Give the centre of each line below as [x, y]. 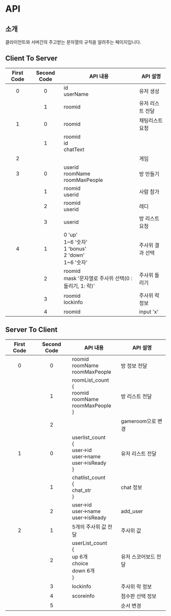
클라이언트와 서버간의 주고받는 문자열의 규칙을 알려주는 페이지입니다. [73, 42]
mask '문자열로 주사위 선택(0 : [98, 278]
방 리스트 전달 [136, 396]
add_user [132, 511]
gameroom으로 [138, 421]
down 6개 [83, 571]
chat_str [82, 490]
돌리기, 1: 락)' [79, 286]
